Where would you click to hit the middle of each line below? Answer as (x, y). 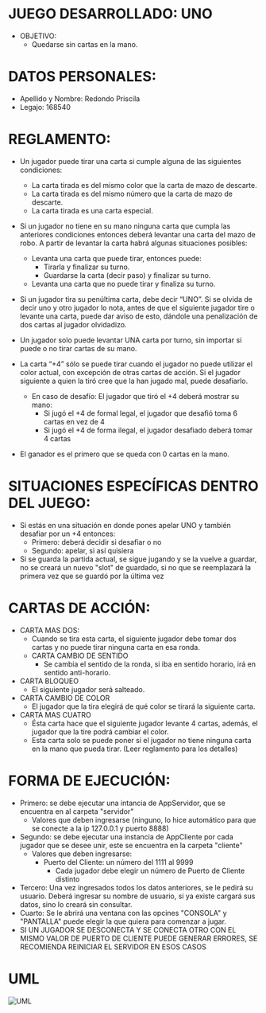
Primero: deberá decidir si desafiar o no (96, 542)
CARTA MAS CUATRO (55, 714)
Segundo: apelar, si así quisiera (83, 550)
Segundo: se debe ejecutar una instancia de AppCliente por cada (127, 836)
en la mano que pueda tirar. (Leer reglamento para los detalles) (135, 749)
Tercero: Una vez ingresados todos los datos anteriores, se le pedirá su (136, 887)
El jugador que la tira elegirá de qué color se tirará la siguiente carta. (143, 706)
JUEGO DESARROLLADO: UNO (110, 14)
